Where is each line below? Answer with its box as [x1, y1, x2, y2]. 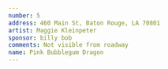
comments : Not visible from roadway [8, 41, 129, 49]
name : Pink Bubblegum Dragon [8, 48, 104, 56]
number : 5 [8, 11, 41, 20]
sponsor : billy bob [8, 33, 73, 42]
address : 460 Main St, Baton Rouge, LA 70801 [8, 19, 160, 27]
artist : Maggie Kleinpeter [8, 26, 97, 34]
